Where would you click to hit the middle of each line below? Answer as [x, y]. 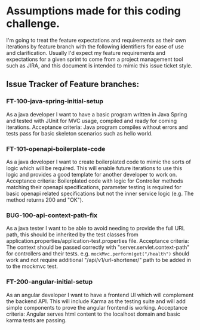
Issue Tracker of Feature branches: [73, 84]
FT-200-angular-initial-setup [50, 282]
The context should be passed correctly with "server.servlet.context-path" [98, 247]
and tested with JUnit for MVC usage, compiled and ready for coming [92, 121]
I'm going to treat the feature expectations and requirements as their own [96, 40]
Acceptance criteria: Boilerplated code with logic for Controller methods [95, 181]
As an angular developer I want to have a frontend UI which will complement [100, 295]
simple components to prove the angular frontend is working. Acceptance [97, 307]
